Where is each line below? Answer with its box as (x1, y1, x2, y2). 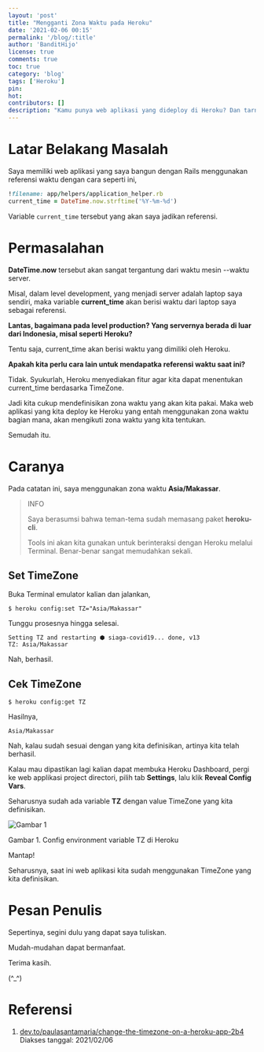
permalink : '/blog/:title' (8, 33, 97, 42)
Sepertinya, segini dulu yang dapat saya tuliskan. (8, 928, 167, 937)
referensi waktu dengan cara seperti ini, (8, 175, 137, 184)
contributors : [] (8, 99, 65, 107)
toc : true (8, 63, 41, 71)
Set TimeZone (8, 568, 79, 582)
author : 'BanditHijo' (8, 41, 79, 49)
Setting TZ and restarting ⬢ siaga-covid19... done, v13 (8, 634, 200, 642)
